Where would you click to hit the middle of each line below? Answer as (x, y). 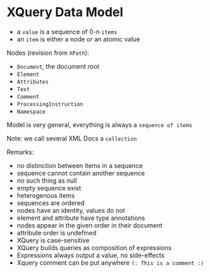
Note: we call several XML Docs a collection (72, 138)
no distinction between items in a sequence (80, 165)
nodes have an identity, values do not (71, 210)
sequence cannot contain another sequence (81, 173)
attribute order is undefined (56, 233)
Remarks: (20, 152)
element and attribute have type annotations (81, 218)
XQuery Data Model (65, 12)
